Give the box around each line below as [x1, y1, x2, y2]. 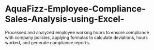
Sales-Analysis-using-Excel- [5, 13, 124, 25]
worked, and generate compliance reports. [5, 39, 91, 45]
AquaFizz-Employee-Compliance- [5, 3, 146, 14]
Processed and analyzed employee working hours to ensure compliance [5, 29, 149, 35]
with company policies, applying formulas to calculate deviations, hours [5, 35, 148, 40]
